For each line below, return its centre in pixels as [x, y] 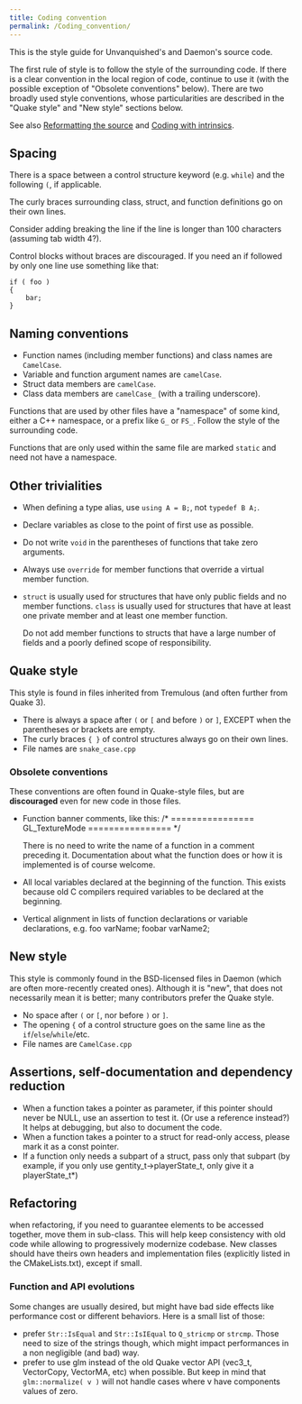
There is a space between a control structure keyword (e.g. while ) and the [147, 175]
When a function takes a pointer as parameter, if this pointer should [147, 1108]
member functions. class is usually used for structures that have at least [156, 606]
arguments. [44, 552]
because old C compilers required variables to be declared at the [143, 892]
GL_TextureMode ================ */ [101, 828]
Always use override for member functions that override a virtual [143, 569]
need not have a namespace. [63, 457]
